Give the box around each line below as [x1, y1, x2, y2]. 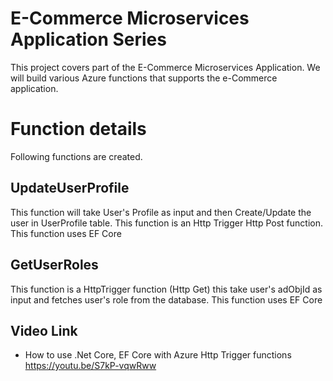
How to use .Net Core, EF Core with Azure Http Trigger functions [24, 349, 292, 361]
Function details [10, 118, 147, 141]
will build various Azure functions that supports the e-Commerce [10, 72, 278, 84]
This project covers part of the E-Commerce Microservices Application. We [10, 61, 321, 73]
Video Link [10, 322, 78, 339]
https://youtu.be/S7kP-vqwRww [24, 360, 157, 372]
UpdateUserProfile [10, 180, 130, 197]
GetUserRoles [10, 257, 99, 274]
